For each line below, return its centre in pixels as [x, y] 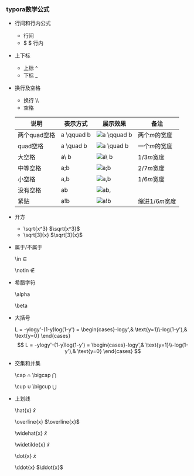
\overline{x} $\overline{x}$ [47, 422]
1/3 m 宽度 [151, 157]
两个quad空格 [36, 135]
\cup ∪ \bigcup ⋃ [35, 387]
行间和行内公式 [33, 23]
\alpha [22, 294]
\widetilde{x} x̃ [32, 445]
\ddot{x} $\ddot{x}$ [39, 467]
